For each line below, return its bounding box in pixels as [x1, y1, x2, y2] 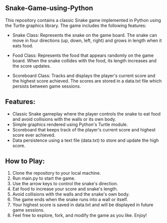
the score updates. [12, 63, 51, 69]
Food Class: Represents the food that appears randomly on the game [12, 52, 154, 58]
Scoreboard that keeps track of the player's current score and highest [12, 126, 156, 132]
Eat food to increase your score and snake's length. [12, 186, 118, 192]
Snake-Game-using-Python [5, 4, 93, 12]
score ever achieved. [12, 132, 56, 138]
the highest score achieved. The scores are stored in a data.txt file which [12, 78, 162, 84]
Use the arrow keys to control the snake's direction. [12, 181, 118, 187]
